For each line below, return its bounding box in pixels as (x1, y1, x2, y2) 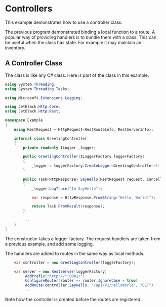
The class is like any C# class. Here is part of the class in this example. (5, 72, 149, 78)
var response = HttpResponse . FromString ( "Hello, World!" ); (31, 195, 156, 200)
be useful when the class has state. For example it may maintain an (5, 39, 142, 45)
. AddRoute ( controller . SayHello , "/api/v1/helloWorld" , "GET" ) (23, 283, 154, 288)
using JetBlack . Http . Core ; (5, 104, 61, 109)
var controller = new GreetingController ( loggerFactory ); (14, 260, 136, 265)
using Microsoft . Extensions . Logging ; (5, 95, 83, 101)
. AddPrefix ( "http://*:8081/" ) (23, 273, 85, 279)
